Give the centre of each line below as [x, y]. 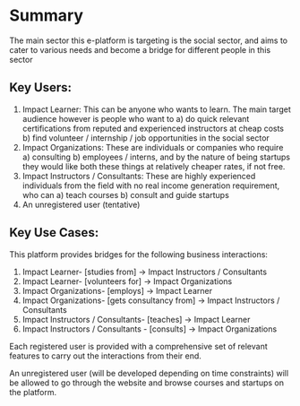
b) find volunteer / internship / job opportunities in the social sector [146, 138]
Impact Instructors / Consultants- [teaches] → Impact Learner [136, 319]
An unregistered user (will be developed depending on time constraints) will [149, 373]
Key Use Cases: [54, 233]
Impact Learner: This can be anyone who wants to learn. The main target [156, 109]
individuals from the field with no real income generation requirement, [151, 186]
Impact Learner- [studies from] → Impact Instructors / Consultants [144, 272]
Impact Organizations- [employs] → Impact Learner [117, 290]
